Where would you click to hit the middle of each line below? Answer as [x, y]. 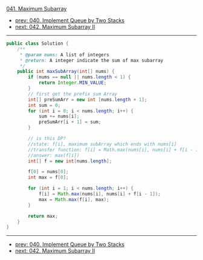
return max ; [43, 216]
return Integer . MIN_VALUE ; [72, 83]
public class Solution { [37, 43]
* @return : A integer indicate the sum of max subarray [92, 60]
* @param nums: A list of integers [65, 55]
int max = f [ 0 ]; [48, 177]
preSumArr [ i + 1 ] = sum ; [70, 122]
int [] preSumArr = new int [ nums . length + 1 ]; [88, 100]
